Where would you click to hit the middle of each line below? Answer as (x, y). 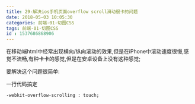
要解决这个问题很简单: (33, 71)
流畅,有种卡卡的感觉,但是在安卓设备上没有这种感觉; (79, 59)
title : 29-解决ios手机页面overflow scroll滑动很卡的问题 (72, 12)
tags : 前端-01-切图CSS (32, 28)
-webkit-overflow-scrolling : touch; (53, 96)
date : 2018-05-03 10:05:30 (39, 17)
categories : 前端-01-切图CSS (40, 23)
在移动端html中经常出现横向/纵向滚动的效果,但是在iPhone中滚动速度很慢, (95, 52)
